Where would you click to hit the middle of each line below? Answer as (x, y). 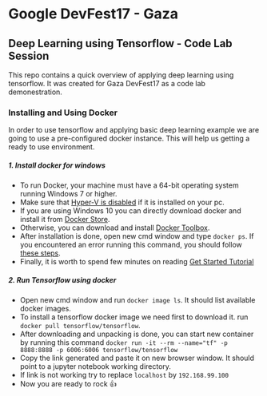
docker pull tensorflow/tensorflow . (80, 326)
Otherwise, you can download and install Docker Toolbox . (115, 228)
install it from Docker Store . (65, 220)
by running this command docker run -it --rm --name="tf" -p (124, 343)
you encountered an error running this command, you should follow (131, 245)
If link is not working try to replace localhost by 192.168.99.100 (124, 375)
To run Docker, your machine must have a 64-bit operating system (129, 185)
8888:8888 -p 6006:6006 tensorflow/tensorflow (99, 350)
